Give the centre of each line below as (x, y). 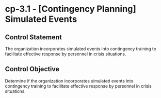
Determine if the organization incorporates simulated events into (69, 81)
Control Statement (33, 37)
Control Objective (32, 69)
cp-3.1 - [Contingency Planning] (71, 9)
